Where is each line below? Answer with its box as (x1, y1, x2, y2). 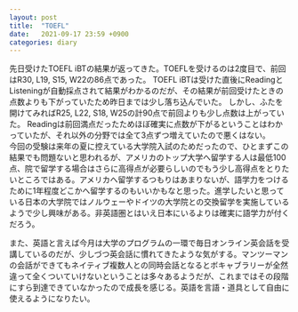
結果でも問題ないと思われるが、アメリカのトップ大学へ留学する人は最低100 (9, 152, 286, 163)
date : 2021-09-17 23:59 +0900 (9, 29, 129, 38)
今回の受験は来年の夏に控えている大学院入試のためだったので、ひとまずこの (9, 141, 289, 152)
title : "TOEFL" (9, 21, 69, 30)
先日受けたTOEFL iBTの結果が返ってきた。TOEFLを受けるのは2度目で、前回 (9, 63, 286, 74)
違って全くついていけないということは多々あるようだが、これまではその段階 (9, 271, 289, 282)
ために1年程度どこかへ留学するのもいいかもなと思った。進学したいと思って (9, 186, 285, 196)
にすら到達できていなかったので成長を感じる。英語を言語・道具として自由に (9, 282, 290, 293)
